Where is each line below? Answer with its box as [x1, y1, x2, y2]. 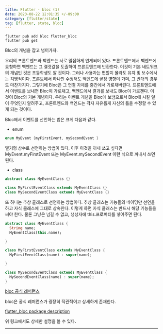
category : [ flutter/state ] [5, 16, 60, 21]
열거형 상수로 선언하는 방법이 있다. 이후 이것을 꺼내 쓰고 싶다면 [5, 145, 123, 151]
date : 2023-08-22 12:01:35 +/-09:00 [5, 12, 79, 17]
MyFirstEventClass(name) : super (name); [9, 252, 92, 257]
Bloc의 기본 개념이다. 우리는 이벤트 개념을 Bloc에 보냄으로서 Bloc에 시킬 [14, 94, 150, 100]
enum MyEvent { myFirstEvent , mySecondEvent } [5, 136, 98, 141]
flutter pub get [5, 38, 38, 43]
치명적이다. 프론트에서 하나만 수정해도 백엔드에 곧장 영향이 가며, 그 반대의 [10, 76, 149, 82]
